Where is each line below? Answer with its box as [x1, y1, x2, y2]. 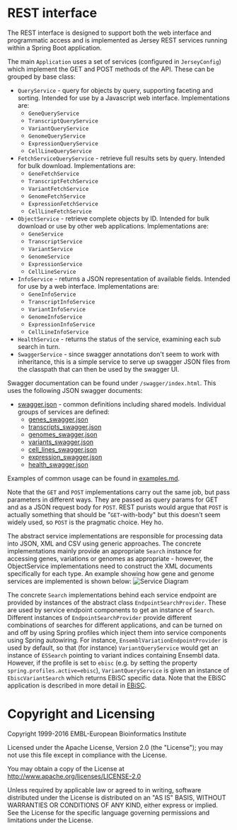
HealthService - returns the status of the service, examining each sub [17, 335, 221, 343]
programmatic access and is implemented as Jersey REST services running [7, 35, 228, 44]
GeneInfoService [28, 291, 76, 298]
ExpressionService [28, 260, 83, 267]
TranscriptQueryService [28, 117, 99, 125]
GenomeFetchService [28, 193, 86, 200]
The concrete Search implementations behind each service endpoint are [7, 590, 217, 599]
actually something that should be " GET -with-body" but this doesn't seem [7, 510, 221, 519]
